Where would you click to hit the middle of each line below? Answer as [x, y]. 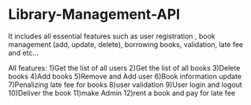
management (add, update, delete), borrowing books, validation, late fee [126, 44]
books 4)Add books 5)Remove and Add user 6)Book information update [125, 76]
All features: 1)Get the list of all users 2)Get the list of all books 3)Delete [124, 67]
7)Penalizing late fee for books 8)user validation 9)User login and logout [125, 85]
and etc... [24, 52]
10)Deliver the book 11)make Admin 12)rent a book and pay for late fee [122, 92]
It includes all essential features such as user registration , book [112, 36]
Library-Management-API [94, 14]
